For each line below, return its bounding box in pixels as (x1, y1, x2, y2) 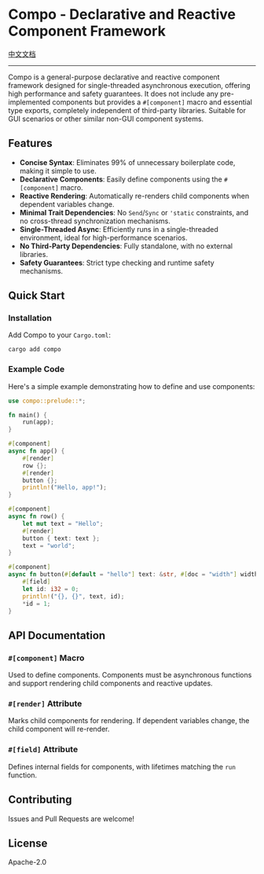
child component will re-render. (8, 725, 110, 734)
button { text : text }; (22, 534, 101, 542)
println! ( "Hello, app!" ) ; (22, 483, 108, 492)
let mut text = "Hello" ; (22, 520, 104, 527)
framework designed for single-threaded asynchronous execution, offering (8, 80, 251, 90)
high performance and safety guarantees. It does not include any (8, 89, 218, 98)
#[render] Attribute (8, 698, 82, 709)
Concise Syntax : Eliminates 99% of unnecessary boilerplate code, (19, 157, 236, 167)
